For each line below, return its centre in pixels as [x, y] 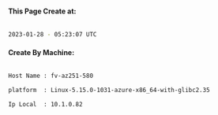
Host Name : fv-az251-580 [51, 76]
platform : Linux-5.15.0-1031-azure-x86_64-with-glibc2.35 [109, 91]
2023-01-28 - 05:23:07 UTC [53, 35]
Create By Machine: [41, 52]
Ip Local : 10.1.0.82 [45, 105]
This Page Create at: [42, 11]
